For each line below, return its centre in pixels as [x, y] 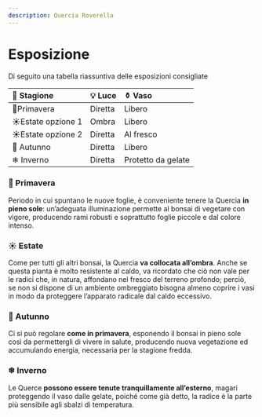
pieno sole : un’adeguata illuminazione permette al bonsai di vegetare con [127, 208]
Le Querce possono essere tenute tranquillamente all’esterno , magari [123, 388]
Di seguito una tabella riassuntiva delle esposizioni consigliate [108, 76]
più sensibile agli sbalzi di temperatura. [71, 404]
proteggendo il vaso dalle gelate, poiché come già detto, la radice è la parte [130, 396]
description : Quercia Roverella [61, 15]
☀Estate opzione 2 [47, 134]
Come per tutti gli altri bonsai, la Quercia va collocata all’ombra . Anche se [128, 263]
